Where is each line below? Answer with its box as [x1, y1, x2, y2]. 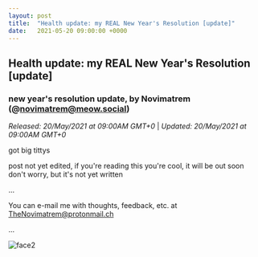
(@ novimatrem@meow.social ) [8, 103, 130, 114]
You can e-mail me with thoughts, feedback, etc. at [8, 201, 178, 210]
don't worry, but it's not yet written [8, 169, 123, 179]
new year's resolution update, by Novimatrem [8, 93, 191, 104]
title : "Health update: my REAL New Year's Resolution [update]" [8, 19, 235, 27]
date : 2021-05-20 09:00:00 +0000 [8, 27, 128, 35]
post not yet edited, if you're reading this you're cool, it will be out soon [8, 161, 244, 171]
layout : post [8, 11, 52, 20]
